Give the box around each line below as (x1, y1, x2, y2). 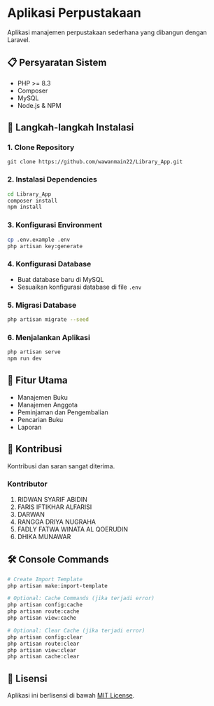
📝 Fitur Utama (7, 374, 68, 386)
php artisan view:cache (7, 615, 77, 622)
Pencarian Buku (17, 415, 64, 423)
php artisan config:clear (7, 633, 83, 641)
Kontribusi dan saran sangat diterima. (7, 461, 115, 470)
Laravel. (7, 35, 30, 43)
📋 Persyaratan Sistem (7, 57, 107, 69)
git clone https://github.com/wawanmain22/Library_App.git (7, 158, 183, 165)
